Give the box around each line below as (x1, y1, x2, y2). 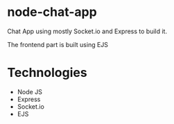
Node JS (17, 87, 43, 96)
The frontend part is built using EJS (7, 40, 109, 48)
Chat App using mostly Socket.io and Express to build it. (7, 27, 168, 35)
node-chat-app (7, 4, 97, 20)
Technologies (7, 65, 88, 80)
